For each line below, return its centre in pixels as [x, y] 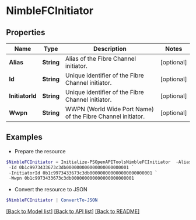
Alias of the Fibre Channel [100, 59]
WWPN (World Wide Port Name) [110, 109]
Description [110, 49]
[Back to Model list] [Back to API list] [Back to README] [73, 211]
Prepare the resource [40, 151]
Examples [24, 137]
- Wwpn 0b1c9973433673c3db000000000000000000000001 [71, 178]
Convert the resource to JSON [51, 190]
